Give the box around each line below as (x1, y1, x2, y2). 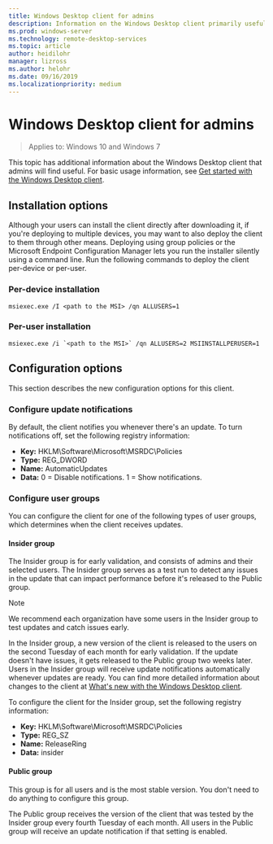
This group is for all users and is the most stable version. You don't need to (8, 785, 260, 794)
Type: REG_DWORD (19, 455, 88, 465)
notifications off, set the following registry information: (8, 431, 190, 440)
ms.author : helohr (8, 65, 71, 73)
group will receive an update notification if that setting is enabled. (8, 826, 227, 836)
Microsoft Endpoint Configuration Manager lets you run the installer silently (8, 246, 260, 256)
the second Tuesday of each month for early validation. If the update (8, 647, 238, 657)
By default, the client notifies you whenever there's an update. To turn (8, 422, 242, 431)
